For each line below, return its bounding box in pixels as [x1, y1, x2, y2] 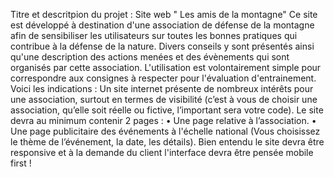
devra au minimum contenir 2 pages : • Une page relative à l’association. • [10, 115, 317, 126]
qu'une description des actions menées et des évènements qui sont [10, 51, 290, 63]
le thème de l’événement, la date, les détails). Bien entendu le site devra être [10, 136, 325, 148]
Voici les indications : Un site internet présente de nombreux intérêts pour [10, 83, 314, 94]
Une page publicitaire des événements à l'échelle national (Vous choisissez [10, 125, 321, 137]
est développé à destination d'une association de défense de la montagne [10, 19, 315, 31]
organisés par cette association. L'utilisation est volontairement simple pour [10, 62, 322, 73]
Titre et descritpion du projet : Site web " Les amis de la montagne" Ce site [10, 9, 318, 20]
